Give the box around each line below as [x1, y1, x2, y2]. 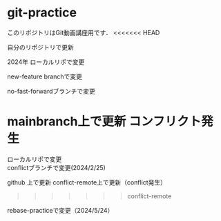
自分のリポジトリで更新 [7, 43, 74, 51]
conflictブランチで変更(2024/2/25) [7, 163, 106, 171]
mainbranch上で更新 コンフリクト [7, 114, 202, 129]
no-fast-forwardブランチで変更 [7, 87, 95, 95]
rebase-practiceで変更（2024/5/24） [7, 206, 114, 214]
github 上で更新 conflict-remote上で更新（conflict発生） [7, 178, 167, 187]
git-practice [7, 5, 77, 21]
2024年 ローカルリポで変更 [7, 57, 85, 66]
